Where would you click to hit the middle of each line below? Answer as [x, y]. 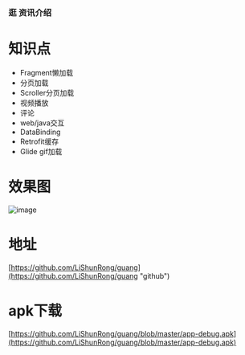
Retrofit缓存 [39, 141]
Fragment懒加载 [47, 72]
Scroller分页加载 [47, 92]
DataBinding [40, 132]
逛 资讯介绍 [30, 12]
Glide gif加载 [41, 151]
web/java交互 [42, 123]
